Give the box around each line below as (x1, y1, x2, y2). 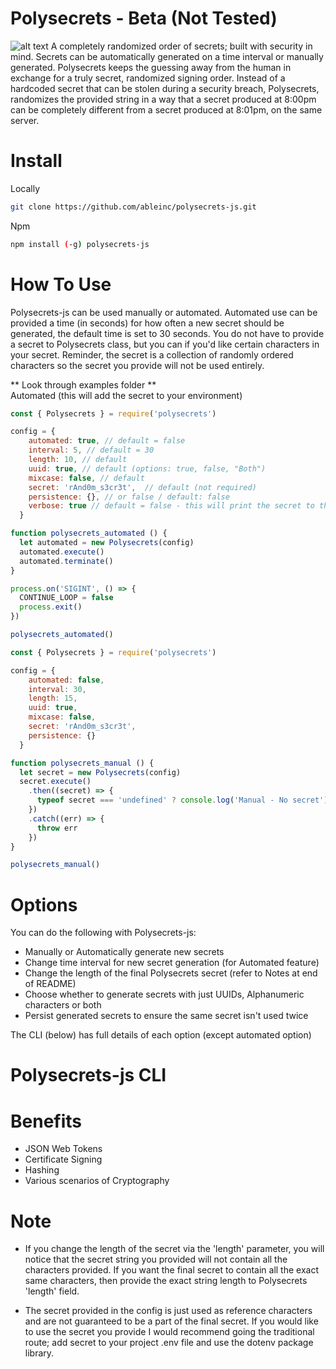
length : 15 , (28, 693, 78, 704)
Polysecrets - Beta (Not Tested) (10, 7, 278, 30)
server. (10, 114, 40, 126)
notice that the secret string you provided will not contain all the (24, 1253, 288, 1266)
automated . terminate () (19, 556, 114, 566)
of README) (24, 978, 77, 990)
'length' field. (24, 1285, 80, 1297)
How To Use (10, 273, 112, 296)
